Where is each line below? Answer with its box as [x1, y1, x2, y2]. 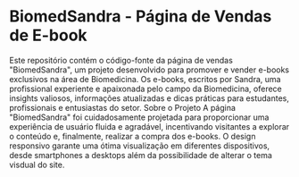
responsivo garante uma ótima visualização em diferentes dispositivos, [9, 140, 270, 151]
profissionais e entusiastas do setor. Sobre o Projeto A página [9, 102, 237, 113]
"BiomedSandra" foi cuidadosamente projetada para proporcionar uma [9, 112, 270, 122]
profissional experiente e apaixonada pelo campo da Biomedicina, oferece [9, 83, 283, 94]
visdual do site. [9, 159, 65, 170]
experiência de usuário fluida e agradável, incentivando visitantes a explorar [9, 121, 290, 131]
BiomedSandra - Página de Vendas [9, 6, 272, 27]
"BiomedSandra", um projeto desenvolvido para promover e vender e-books [9, 64, 290, 75]
